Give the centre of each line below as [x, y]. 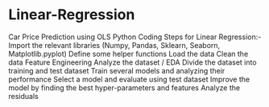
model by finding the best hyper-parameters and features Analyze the [124, 87]
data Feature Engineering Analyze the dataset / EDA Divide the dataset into [132, 62]
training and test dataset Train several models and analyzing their [117, 70]
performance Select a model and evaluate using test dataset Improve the [129, 79]
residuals [23, 96]
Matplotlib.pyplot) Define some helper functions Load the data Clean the [128, 53]
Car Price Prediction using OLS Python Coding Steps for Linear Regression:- [135, 37]
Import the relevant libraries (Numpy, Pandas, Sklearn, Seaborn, [114, 45]
